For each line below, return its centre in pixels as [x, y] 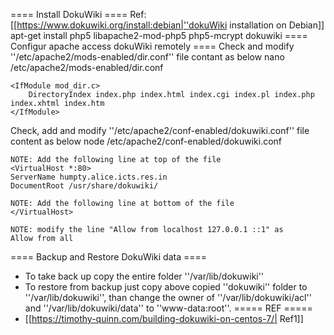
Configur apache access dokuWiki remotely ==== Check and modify [152, 46]
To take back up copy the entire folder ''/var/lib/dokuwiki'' [144, 276]
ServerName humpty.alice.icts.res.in [89, 177]
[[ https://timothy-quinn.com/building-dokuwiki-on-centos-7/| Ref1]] [164, 318]
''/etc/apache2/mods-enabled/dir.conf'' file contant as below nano [147, 57]
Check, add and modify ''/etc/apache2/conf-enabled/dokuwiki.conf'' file [160, 130]
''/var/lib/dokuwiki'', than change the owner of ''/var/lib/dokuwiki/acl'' [168, 297]
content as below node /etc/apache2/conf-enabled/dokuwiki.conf [146, 141]
